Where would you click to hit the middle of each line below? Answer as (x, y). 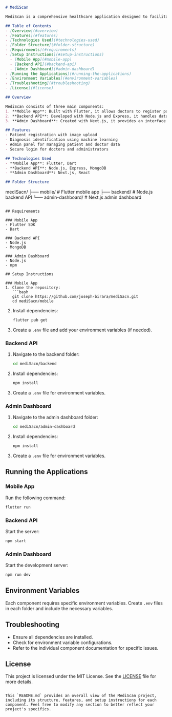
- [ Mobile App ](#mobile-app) (41, 59)
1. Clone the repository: (33, 288)
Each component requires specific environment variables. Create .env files (84, 603)
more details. (19, 682)
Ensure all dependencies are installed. (53, 637)
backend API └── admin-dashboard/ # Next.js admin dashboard (73, 197)
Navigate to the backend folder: (46, 354)
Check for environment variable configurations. (62, 643)
